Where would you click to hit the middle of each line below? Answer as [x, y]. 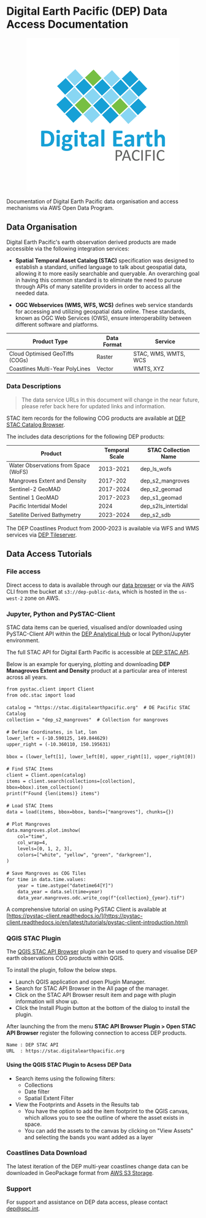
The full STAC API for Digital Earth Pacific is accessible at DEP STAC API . [98, 653]
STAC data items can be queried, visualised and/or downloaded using [94, 627]
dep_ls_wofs [156, 468]
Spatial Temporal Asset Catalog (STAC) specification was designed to [105, 260]
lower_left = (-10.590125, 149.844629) [57, 739]
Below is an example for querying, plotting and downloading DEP [88, 664]
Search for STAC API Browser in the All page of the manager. [92, 988]
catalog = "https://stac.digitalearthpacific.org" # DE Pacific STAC [98, 708]
